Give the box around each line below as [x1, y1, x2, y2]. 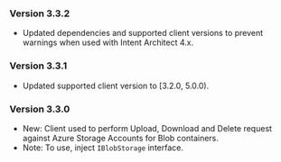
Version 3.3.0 [9, 103, 70, 115]
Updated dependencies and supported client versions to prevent [22, 28, 264, 39]
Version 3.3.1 [9, 59, 68, 72]
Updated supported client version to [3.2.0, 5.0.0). [22, 80, 210, 91]
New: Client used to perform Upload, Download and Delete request [22, 122, 273, 133]
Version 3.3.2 [9, 7, 70, 20]
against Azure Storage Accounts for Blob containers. [22, 132, 220, 143]
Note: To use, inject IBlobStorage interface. [22, 142, 183, 153]
